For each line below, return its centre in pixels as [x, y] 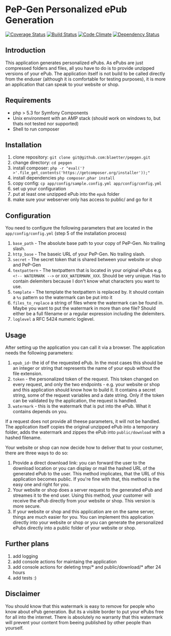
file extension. [27, 374]
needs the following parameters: [39, 353]
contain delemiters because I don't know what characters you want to [86, 281]
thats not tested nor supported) [46, 123]
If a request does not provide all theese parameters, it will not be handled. [83, 421]
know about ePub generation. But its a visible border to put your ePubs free [85, 612]
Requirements [28, 100]
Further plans [27, 544]
